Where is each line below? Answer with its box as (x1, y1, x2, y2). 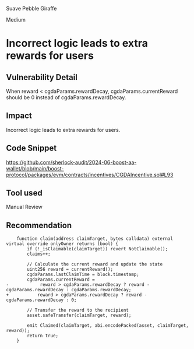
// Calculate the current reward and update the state (27, 261, 163, 267)
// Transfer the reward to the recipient (27, 308, 129, 313)
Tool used (6, 188, 43, 198)
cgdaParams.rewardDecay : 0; (6, 297, 77, 303)
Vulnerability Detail (6, 72, 77, 82)
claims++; (27, 251, 51, 257)
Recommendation (6, 220, 72, 230)
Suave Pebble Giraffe (6, 5, 57, 12)
